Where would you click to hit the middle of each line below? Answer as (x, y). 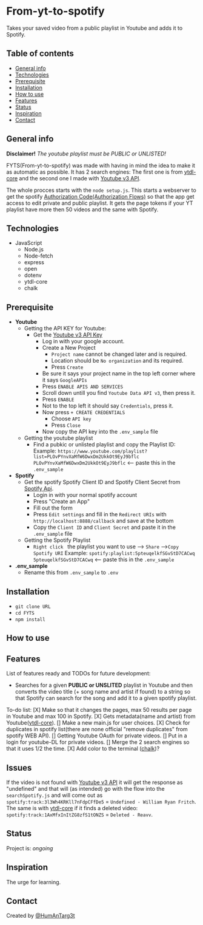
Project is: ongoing (30, 848)
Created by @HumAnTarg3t (41, 916)
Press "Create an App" (61, 502)
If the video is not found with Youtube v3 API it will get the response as (95, 782)
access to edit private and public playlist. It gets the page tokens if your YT (100, 203)
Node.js (34, 250)
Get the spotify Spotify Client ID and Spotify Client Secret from (102, 482)
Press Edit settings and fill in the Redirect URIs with (100, 514)
